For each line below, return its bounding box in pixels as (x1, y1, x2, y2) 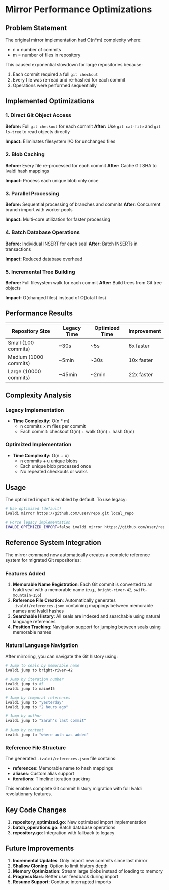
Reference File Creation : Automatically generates (12, 597, 116, 603)
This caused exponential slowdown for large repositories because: (5, 62, 143, 67)
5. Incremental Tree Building (5, 268, 75, 275)
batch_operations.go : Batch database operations (12, 824, 116, 830)
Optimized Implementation (5, 441, 72, 448)
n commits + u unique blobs (20, 458, 78, 464)
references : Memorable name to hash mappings (12, 765, 113, 771)
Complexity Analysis (5, 391, 72, 400)
